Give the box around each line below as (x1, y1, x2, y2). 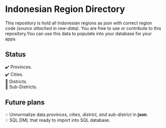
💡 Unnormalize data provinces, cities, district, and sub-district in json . (5, 111, 148, 118)
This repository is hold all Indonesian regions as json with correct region (5, 20, 153, 26)
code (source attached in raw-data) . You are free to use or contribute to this (5, 25, 162, 31)
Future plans (5, 98, 45, 107)
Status (5, 50, 26, 59)
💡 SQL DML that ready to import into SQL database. (5, 117, 111, 123)
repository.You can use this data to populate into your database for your (5, 30, 152, 36)
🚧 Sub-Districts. (5, 84, 38, 90)
